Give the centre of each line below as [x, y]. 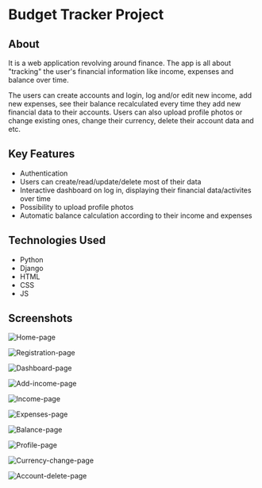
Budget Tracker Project [86, 15]
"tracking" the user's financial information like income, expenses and [121, 72]
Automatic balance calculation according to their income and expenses [136, 215]
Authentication [44, 173]
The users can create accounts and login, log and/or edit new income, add [130, 95]
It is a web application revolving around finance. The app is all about [120, 63]
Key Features [42, 154]
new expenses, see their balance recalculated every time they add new [125, 104]
